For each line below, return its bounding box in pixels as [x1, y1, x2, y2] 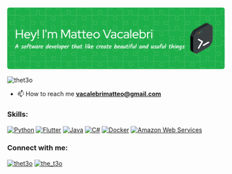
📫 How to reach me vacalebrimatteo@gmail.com [17, 89, 162, 98]
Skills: [7, 109, 29, 119]
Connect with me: [7, 142, 68, 152]
